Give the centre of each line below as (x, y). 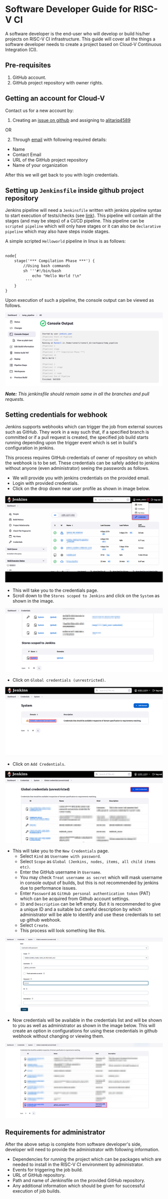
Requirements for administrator (55, 1132)
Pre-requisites (28, 65)
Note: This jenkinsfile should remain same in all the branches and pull (77, 394)
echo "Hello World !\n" (56, 276)
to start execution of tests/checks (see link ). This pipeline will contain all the (83, 215)
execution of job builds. (36, 1191)
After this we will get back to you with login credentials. (62, 175)
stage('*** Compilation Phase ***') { (54, 261)
